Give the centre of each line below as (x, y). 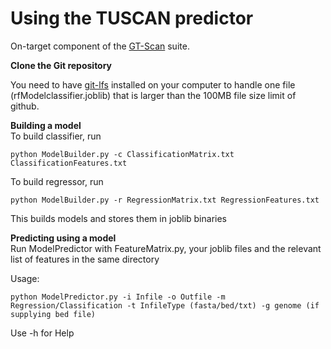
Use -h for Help (42, 333)
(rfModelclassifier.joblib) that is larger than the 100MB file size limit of (153, 95)
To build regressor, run (57, 181)
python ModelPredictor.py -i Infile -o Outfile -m (118, 297)
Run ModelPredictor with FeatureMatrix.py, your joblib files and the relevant (166, 248)
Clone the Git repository (61, 65)
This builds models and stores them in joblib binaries (118, 218)
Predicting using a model (63, 238)
